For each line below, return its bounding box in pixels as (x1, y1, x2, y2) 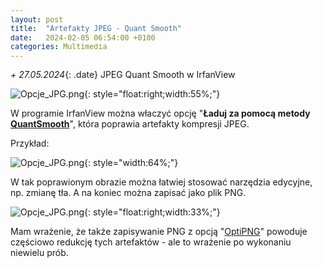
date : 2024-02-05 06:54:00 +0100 (10, 32, 156, 43)
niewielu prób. (10, 247, 69, 259)
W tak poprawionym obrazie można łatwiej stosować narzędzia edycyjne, (10, 176, 313, 188)
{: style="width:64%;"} (84, 157, 179, 169)
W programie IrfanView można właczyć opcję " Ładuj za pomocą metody (10, 107, 311, 120)
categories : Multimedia (10, 42, 108, 52)
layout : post (10, 14, 64, 25)
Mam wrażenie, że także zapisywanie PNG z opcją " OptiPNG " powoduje (10, 226, 308, 238)
